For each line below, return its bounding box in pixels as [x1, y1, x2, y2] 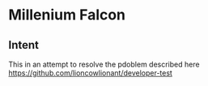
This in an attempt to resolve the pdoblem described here [8, 59, 200, 69]
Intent [8, 38, 39, 52]
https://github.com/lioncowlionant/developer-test [8, 68, 172, 78]
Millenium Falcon [8, 6, 126, 24]
